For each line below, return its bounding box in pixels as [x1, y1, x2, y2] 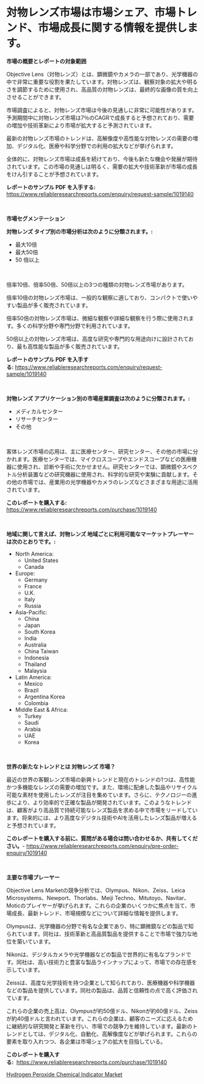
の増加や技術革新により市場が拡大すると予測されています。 [6, 122, 155, 129]
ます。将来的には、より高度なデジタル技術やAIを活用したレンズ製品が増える [6, 814, 197, 821]
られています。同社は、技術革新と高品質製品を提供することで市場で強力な [6, 930, 192, 937]
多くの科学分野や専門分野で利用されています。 [16, 322, 133, 329]
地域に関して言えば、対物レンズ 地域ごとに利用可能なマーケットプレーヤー [6, 530, 194, 538]
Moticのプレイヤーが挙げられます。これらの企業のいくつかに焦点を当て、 [6, 902, 191, 909]
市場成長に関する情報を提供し [37, 21, 188, 35]
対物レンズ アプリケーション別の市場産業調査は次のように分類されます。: [6, 395, 191, 402]
